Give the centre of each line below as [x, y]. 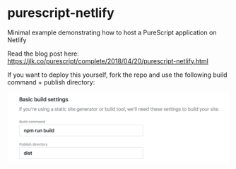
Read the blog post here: [43, 54]
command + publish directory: [51, 82]
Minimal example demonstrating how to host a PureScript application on [112, 32]
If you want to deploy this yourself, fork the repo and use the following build [117, 75]
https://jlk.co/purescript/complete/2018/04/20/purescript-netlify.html [108, 61]
